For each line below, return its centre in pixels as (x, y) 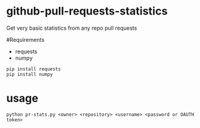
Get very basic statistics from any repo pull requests (72, 28)
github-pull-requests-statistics (87, 11)
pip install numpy (29, 74)
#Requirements (25, 39)
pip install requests (34, 69)
